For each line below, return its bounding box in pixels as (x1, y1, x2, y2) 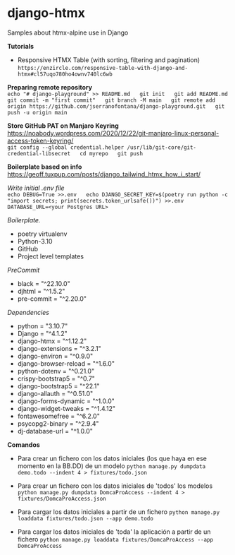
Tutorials (7, 42, 34, 50)
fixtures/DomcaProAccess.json (17, 495, 107, 502)
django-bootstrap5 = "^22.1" (17, 381, 100, 390)
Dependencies (7, 308, 49, 316)
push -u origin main (7, 109, 68, 116)
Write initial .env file (7, 184, 65, 192)
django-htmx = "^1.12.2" (17, 337, 87, 345)
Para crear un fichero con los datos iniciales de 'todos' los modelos (17, 482, 213, 490)
